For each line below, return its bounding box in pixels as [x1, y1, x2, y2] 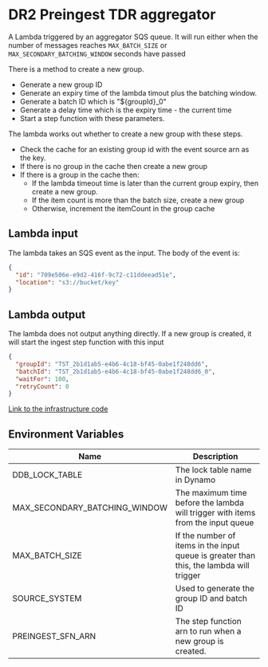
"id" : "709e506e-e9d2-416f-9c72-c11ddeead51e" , [15, 271, 177, 279]
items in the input [175, 540, 240, 551]
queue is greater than [175, 550, 256, 561]
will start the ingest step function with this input [8, 337, 164, 347]
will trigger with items [175, 508, 256, 519]
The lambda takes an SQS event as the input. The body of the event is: [8, 248, 241, 257]
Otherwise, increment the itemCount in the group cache [31, 203, 215, 213]
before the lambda [175, 497, 245, 508]
